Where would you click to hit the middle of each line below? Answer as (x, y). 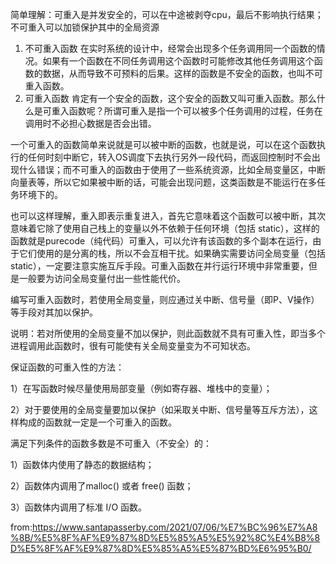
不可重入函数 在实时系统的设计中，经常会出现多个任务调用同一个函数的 (170, 48)
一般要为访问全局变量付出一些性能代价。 (102, 278)
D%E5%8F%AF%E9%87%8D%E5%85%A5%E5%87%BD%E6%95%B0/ (161, 548)
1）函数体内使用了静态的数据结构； (82, 464)
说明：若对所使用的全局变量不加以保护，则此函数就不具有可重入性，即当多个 (168, 333)
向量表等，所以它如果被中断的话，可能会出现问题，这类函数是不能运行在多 (163, 182)
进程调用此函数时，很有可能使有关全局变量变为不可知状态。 (133, 346)
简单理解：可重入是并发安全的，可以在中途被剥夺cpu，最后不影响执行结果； (167, 14)
